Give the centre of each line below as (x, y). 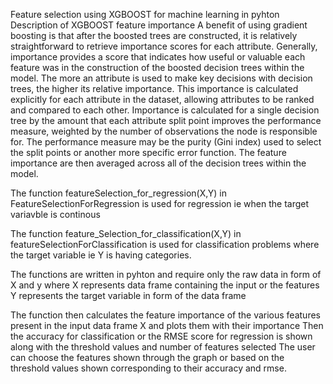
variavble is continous (55, 214)
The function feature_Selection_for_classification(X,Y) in (126, 233)
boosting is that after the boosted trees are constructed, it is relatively (154, 35)
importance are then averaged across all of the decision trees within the (158, 163)
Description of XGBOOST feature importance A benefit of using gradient (159, 25)
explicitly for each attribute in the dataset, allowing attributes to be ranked (162, 99)
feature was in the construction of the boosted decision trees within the (157, 67)
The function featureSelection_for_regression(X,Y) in (118, 193)
